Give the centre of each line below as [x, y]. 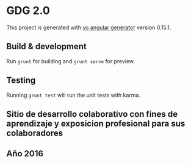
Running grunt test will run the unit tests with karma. [73, 95]
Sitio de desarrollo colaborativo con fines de [92, 114]
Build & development [46, 47]
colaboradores [35, 133]
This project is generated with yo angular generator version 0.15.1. [89, 27]
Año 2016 [25, 154]
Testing [21, 81]
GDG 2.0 [28, 11]
